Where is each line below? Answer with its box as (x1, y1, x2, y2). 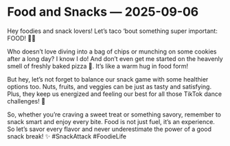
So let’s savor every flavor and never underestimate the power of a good (7, 125, 211, 133)
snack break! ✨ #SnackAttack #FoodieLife (7, 132, 127, 141)
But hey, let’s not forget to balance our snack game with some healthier (7, 75, 209, 83)
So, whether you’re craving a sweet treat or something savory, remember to (7, 110, 222, 119)
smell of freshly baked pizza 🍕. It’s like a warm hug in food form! (7, 62, 189, 70)
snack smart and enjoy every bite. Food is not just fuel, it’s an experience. (7, 117, 215, 125)
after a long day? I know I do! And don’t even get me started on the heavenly (7, 54, 223, 62)
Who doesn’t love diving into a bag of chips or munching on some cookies (7, 47, 217, 56)
